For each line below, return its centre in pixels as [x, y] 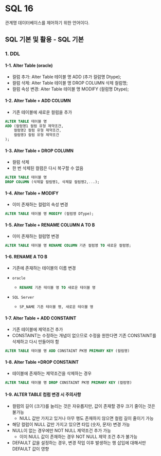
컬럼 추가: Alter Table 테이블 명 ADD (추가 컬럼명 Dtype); [67, 77]
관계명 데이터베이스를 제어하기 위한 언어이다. [47, 22]
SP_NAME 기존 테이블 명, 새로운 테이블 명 [56, 307]
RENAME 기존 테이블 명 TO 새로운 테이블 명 [57, 288]
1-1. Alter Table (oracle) [29, 65]
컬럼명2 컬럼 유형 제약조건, [38, 130]
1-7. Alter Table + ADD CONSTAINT [41, 318]
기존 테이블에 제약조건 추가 [37, 329]
